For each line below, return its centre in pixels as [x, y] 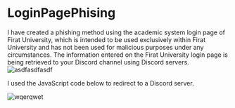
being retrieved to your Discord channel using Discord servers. [99, 62]
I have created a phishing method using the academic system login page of [116, 32]
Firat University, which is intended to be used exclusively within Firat [107, 39]
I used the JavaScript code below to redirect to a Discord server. [101, 83]
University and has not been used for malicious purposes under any [106, 47]
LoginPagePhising [62, 13]
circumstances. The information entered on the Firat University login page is [118, 55]
